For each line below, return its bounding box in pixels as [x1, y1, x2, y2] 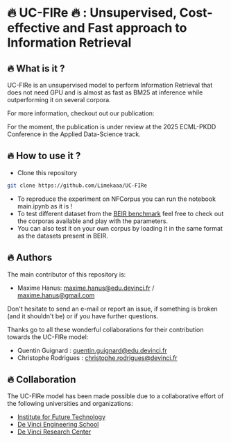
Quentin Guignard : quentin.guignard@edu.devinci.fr [17, 346, 168, 354]
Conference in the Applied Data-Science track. [7, 130, 141, 138]
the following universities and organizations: [7, 400, 133, 408]
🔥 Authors [7, 252, 53, 263]
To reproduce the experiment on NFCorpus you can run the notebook [17, 195, 216, 203]
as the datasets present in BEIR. [17, 231, 109, 240]
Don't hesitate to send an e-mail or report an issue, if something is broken [7, 304, 219, 313]
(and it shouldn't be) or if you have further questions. [7, 311, 159, 320]
